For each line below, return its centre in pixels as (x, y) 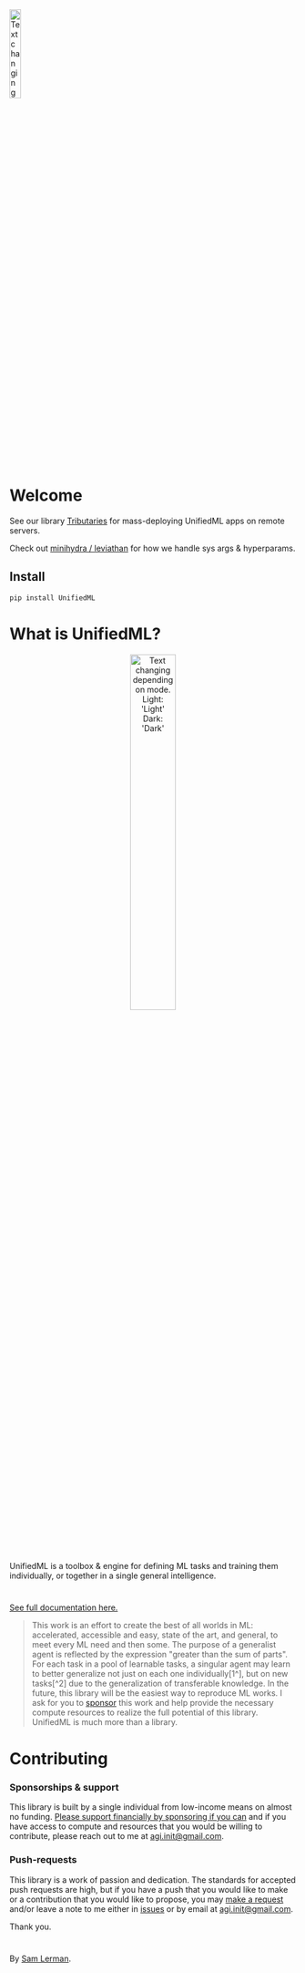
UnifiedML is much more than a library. (104, 1721)
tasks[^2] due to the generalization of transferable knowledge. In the (160, 1683)
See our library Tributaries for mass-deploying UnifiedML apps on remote (147, 521)
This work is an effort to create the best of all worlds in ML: (142, 1625)
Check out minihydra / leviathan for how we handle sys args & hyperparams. (152, 548)
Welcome (46, 496)
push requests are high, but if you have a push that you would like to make (149, 1889)
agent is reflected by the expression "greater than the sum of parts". (160, 1654)
